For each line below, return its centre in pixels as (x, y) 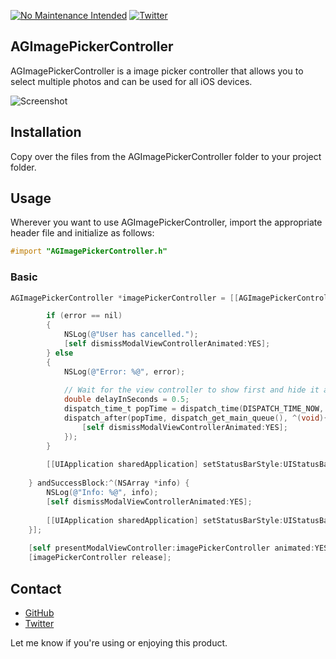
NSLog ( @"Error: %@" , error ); (124, 371)
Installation (46, 132)
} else (60, 353)
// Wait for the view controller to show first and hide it (191, 390)
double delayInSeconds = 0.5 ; (126, 400)
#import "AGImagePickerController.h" (89, 251)
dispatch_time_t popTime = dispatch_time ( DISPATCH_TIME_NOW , (194, 409)
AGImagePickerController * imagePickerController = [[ (125, 298)
